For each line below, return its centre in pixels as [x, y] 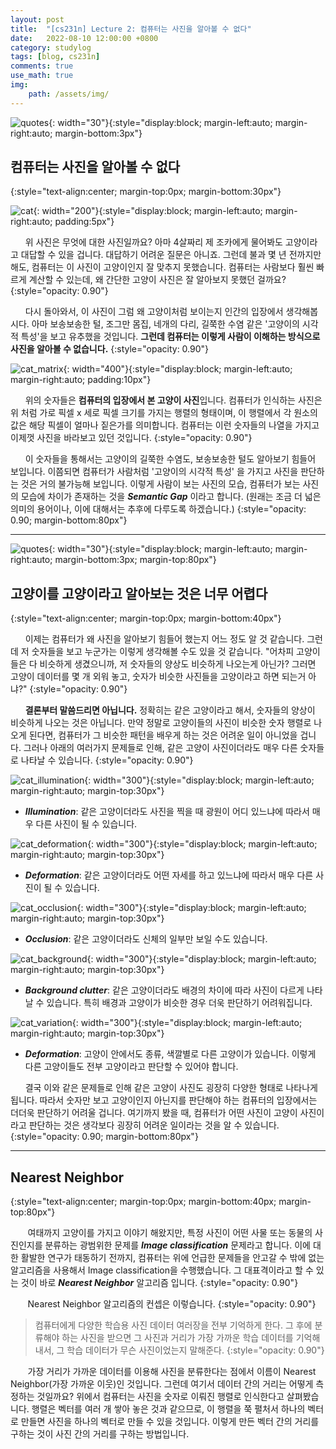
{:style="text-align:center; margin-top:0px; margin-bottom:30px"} [146, 192]
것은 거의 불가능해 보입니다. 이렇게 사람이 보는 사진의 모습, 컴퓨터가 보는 [160, 484]
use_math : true [42, 76]
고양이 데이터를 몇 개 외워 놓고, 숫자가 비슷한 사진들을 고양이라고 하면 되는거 [158, 677]
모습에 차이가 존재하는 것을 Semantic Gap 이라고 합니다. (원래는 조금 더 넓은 [171, 497]
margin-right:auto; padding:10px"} [81, 380]
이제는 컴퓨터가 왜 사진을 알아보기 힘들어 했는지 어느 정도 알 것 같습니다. [164, 639]
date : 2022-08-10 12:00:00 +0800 [84, 38]
